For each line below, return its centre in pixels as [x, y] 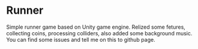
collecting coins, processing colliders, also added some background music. [99, 33]
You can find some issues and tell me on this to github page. [81, 39]
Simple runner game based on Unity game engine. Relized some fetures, [96, 27]
